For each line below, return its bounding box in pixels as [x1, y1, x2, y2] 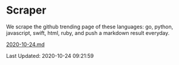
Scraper [6, 4, 46, 17]
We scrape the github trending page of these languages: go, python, [6, 23, 174, 30]
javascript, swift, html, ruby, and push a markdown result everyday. [6, 29, 170, 36]
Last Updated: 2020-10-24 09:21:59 [6, 52, 94, 59]
